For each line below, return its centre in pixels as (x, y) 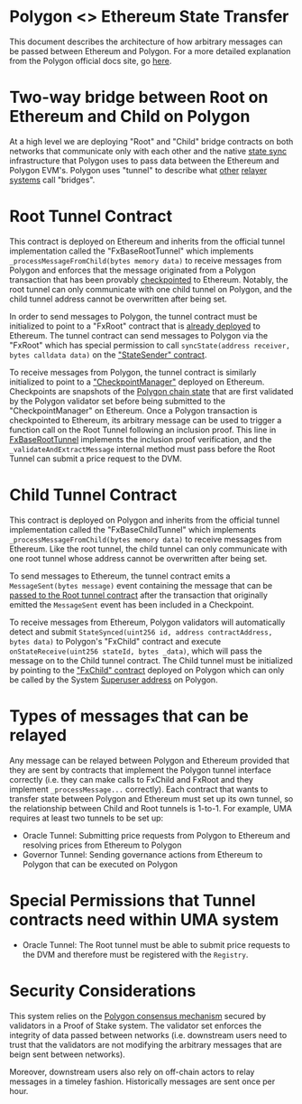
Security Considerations (103, 991)
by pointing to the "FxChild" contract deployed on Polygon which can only (147, 670)
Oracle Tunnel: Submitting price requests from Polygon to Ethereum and (156, 835)
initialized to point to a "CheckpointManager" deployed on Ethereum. (137, 382)
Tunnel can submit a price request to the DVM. (96, 459)
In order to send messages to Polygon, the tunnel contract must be (133, 316)
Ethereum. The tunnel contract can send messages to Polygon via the (139, 335)
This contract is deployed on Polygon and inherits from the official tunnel (145, 520)
